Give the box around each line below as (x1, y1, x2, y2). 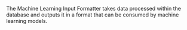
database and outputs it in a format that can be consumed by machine (6, 11, 179, 18)
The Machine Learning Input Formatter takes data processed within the (6, 5, 181, 12)
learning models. (6, 18, 48, 24)
